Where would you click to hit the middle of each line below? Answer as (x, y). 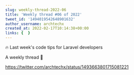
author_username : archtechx (35, 24)
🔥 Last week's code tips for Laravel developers (54, 47)
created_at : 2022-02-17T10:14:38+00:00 (47, 28)
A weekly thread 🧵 (24, 57)
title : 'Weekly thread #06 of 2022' (44, 14)
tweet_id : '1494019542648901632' (40, 19)
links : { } (18, 33)
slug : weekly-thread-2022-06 (36, 10)
